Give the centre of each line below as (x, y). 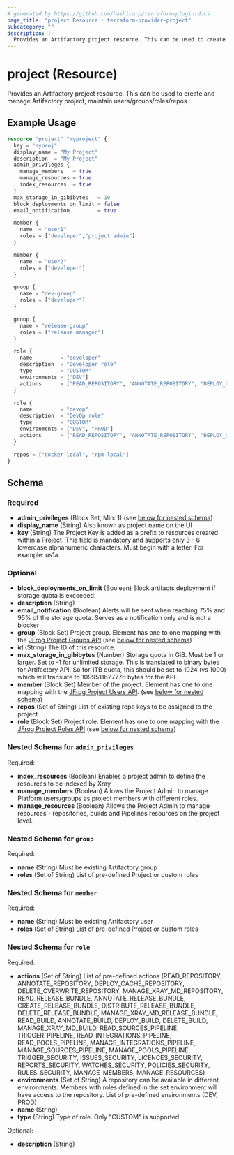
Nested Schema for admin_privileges (71, 747)
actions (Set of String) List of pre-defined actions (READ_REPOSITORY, (120, 976)
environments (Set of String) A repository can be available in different (118, 1080)
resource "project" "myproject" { (57, 139)
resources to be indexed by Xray (64, 784)
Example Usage (42, 123)
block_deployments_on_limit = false (67, 204)
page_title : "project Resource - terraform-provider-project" (99, 20)
